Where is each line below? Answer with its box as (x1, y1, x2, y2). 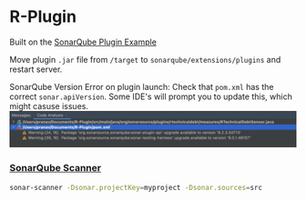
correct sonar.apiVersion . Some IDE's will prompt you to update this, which (9, 91, 293, 102)
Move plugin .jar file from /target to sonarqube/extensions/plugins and (9, 54, 281, 65)
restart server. (9, 64, 63, 75)
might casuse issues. (9, 100, 89, 111)
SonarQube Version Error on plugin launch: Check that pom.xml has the (9, 81, 274, 92)
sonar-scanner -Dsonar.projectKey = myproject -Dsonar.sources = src (9, 184, 262, 193)
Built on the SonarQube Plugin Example (9, 36, 158, 47)
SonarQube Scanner (9, 161, 102, 174)
